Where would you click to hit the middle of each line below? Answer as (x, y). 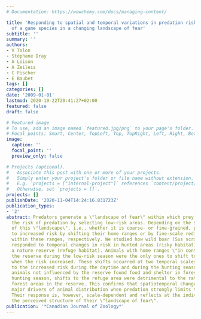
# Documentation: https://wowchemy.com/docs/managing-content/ (87, 12)
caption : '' (27, 145)
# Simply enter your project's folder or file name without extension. (100, 178)
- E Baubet (20, 79)
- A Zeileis (21, 67)
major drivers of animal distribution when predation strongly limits (101, 290)
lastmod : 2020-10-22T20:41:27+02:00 (52, 101)
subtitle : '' (22, 34)
